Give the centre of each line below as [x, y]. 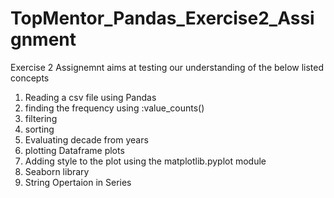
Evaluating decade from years [86, 139]
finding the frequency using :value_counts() [114, 108]
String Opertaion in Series [78, 182]
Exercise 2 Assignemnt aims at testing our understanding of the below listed [167, 67]
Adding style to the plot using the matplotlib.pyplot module [145, 161]
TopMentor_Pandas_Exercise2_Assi [162, 18]
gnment [43, 39]
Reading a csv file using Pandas [90, 97]
